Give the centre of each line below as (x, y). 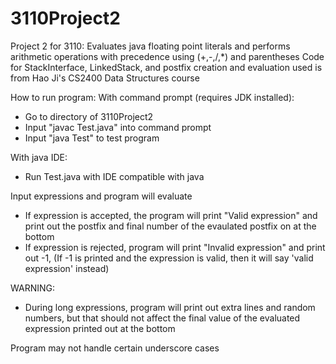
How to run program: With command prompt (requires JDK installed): (152, 97)
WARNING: (33, 288)
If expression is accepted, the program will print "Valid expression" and (171, 215)
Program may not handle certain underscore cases (115, 348)
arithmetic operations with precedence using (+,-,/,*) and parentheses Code (167, 56)
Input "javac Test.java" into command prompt (118, 127)
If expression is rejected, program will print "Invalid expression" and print (175, 247)
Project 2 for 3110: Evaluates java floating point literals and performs (150, 46)
